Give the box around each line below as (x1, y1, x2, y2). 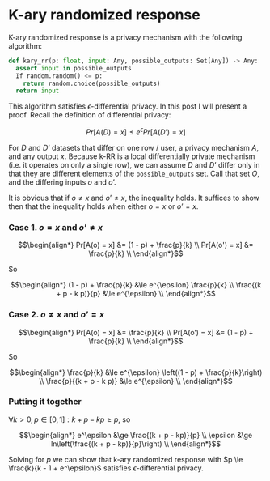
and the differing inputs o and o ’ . (8, 177, 116, 187)
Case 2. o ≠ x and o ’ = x (8, 309, 105, 321)
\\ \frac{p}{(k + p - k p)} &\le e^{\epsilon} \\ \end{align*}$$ (39, 376, 233, 385)
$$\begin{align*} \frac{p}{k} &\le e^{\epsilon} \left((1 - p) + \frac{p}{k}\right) (9, 367, 263, 377)
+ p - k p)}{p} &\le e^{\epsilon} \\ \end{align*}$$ (56, 289, 216, 299)
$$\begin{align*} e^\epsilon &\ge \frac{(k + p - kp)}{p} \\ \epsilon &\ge (19, 430, 253, 440)
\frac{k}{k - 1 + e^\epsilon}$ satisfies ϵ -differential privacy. (8, 463, 204, 473)
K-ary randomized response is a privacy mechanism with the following (8, 32, 243, 42)
